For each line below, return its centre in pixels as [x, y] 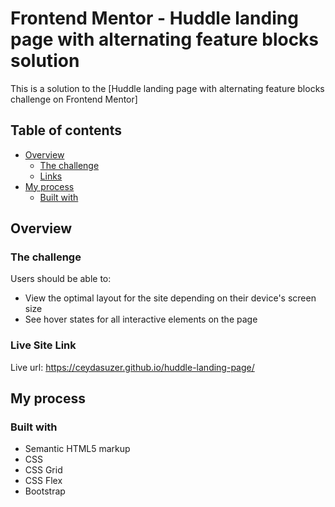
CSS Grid [43, 470]
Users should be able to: [61, 279]
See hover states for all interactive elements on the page [141, 319]
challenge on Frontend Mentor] [74, 99]
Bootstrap [45, 491]
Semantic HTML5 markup [77, 449]
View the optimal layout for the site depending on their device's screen [170, 298]
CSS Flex [43, 481]
